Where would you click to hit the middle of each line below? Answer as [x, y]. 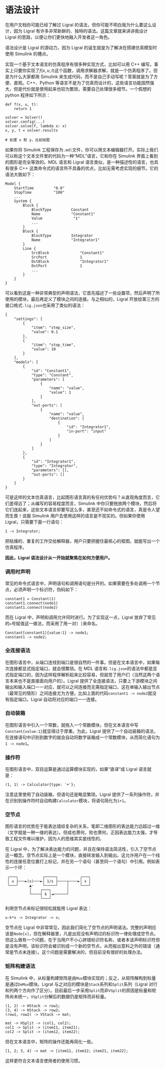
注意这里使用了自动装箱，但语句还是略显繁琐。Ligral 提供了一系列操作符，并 [82, 794]
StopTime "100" [39, 192]
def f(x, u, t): [22, 104]
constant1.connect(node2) [31, 608]
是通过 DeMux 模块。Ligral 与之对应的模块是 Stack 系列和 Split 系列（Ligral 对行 [82, 984]
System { [23, 201]
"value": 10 [43, 349]
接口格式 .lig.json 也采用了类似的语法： [45, 305]
